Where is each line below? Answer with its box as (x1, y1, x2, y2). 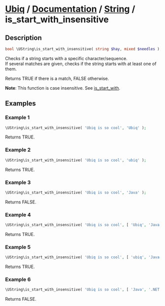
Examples (5, 100, 36, 108)
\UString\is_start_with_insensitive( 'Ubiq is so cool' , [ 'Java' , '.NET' (5, 287, 162, 292)
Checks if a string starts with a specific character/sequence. (5, 55, 128, 61)
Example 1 (5, 114, 30, 121)
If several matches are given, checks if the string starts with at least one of (5, 61, 157, 67)
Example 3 (5, 179, 31, 186)
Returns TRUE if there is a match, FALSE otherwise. (5, 75, 109, 81)
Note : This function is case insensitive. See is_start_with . (5, 85, 121, 91)
